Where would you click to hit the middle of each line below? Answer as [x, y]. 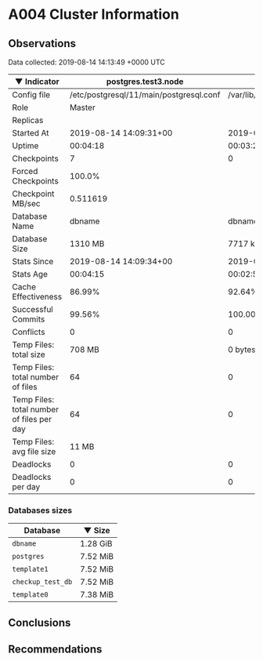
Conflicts [29, 332]
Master [82, 107]
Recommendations [55, 650]
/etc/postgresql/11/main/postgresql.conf [145, 94]
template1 [30, 569]
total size [29, 354]
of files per [32, 419]
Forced [25, 171]
